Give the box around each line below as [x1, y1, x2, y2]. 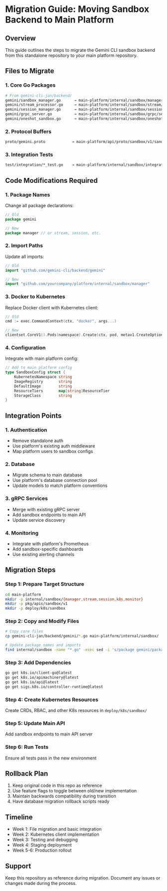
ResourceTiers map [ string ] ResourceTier [14, 388, 110, 393]
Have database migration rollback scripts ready [12, 798, 110, 804]
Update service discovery [12, 517, 66, 523]
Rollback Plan [5, 769, 48, 778]
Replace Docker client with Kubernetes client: [5, 304, 98, 310]
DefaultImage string [14, 384, 72, 389]
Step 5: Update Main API [5, 720, 66, 727]
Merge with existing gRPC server [12, 506, 80, 512]
